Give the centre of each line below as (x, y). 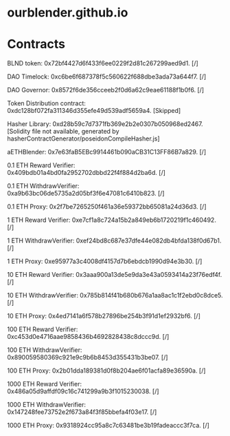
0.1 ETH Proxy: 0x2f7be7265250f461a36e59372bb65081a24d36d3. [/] (107, 207)
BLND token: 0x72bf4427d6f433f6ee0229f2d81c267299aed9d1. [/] (103, 63)
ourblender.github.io (68, 13)
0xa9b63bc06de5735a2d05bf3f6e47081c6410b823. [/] (86, 194)
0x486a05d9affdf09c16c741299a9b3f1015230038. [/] (83, 391)
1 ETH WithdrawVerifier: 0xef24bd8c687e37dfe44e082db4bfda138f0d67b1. (114, 241)
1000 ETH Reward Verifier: (45, 384)
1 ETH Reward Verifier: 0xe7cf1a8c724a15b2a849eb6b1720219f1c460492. (112, 220)
